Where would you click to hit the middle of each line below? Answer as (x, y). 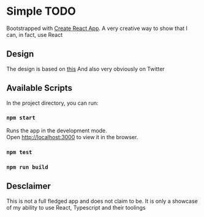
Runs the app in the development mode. (57, 131)
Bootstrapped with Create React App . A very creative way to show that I (97, 28)
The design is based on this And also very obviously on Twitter (86, 69)
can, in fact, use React (35, 34)
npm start (21, 118)
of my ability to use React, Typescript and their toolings (76, 207)
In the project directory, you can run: (52, 103)
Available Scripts (39, 88)
